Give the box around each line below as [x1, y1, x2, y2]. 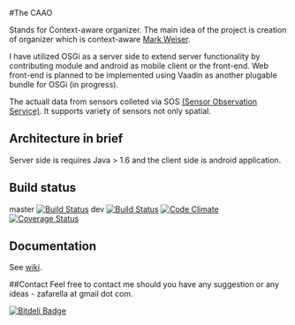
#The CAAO [9, 8, 53, 18]
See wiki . [9, 262, 42, 273]
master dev [9, 203, 105, 215]
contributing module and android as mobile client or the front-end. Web [9, 61, 269, 71]
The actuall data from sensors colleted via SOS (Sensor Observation [9, 96, 258, 107]
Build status [9, 180, 77, 195]
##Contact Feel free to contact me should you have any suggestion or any [9, 279, 280, 290]
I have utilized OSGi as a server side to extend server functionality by [9, 51, 261, 61]
